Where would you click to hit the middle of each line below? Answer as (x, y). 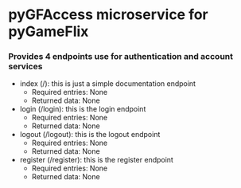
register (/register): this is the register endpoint (96, 160)
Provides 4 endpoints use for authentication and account (120, 57)
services (25, 67)
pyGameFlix (49, 31)
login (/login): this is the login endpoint (83, 109)
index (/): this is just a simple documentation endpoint (108, 84)
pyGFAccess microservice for (108, 15)
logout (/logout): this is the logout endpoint (90, 135)
